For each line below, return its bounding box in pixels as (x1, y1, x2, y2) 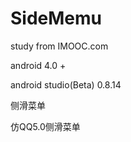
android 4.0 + (10, 59, 67, 71)
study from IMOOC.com (10, 40, 109, 52)
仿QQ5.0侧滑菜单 (10, 120, 81, 132)
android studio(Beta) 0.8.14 (10, 78, 122, 91)
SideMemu (10, 7, 103, 30)
